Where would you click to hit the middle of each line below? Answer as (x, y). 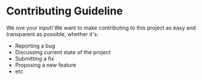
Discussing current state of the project (63, 52)
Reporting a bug (35, 46)
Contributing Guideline (65, 11)
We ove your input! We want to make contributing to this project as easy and (101, 28)
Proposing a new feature (46, 65)
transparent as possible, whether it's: (52, 34)
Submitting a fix (34, 58)
